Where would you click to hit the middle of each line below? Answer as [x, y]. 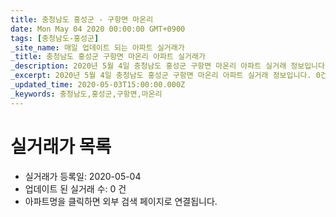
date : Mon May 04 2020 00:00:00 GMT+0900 [98, 29]
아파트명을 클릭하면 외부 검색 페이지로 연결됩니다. [121, 201]
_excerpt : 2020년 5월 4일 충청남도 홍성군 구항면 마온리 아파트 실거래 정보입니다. [161, 76]
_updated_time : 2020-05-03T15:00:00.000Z [98, 85]
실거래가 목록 [61, 146]
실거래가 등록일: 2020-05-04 [83, 176]
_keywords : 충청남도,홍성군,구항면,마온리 [86, 94]
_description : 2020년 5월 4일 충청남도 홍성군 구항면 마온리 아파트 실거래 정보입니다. [170, 66]
